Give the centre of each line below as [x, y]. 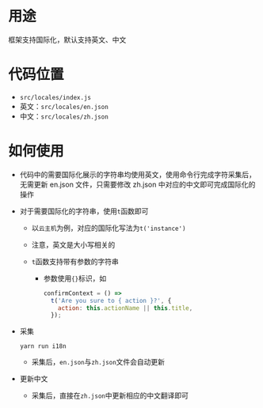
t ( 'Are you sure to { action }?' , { [111, 300]
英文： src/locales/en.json [64, 106]
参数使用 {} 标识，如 [75, 278]
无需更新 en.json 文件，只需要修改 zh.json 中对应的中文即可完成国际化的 [137, 184]
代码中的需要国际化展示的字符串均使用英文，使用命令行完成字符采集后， [137, 174]
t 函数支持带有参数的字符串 [75, 261]
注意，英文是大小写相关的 [73, 244]
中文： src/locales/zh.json [64, 116]
